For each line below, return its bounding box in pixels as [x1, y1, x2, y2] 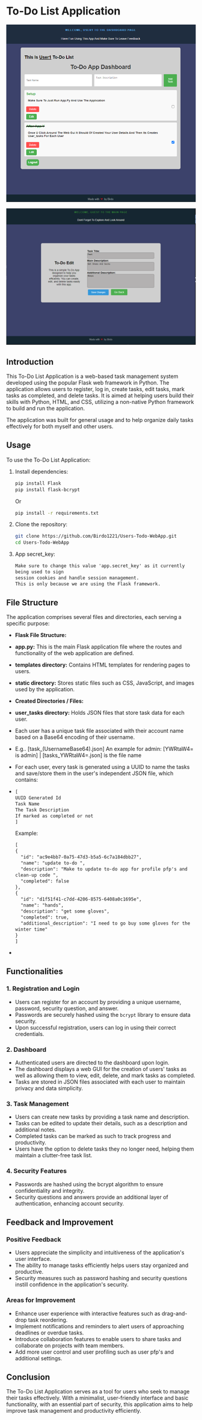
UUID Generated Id [14, 794, 61, 801]
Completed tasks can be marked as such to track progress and [14, 1133, 171, 1140]
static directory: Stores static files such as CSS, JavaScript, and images [14, 679, 194, 686]
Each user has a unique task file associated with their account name [14, 727, 184, 734]
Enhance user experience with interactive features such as [14, 1310, 161, 1317]
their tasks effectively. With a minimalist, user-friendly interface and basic [6, 1394, 189, 1402]
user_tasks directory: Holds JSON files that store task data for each [14, 709, 185, 716]
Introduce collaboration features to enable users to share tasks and [14, 1335, 182, 1342]
